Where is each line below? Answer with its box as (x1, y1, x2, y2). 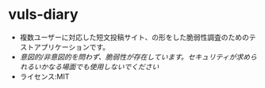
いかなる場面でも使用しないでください (33, 61, 159, 71)
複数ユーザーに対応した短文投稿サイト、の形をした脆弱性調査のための (19, 32, 250, 42)
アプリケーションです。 (33, 42, 110, 52)
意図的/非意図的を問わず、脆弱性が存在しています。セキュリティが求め (19, 52, 251, 61)
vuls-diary (8, 5, 79, 24)
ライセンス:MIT (19, 71, 70, 81)
